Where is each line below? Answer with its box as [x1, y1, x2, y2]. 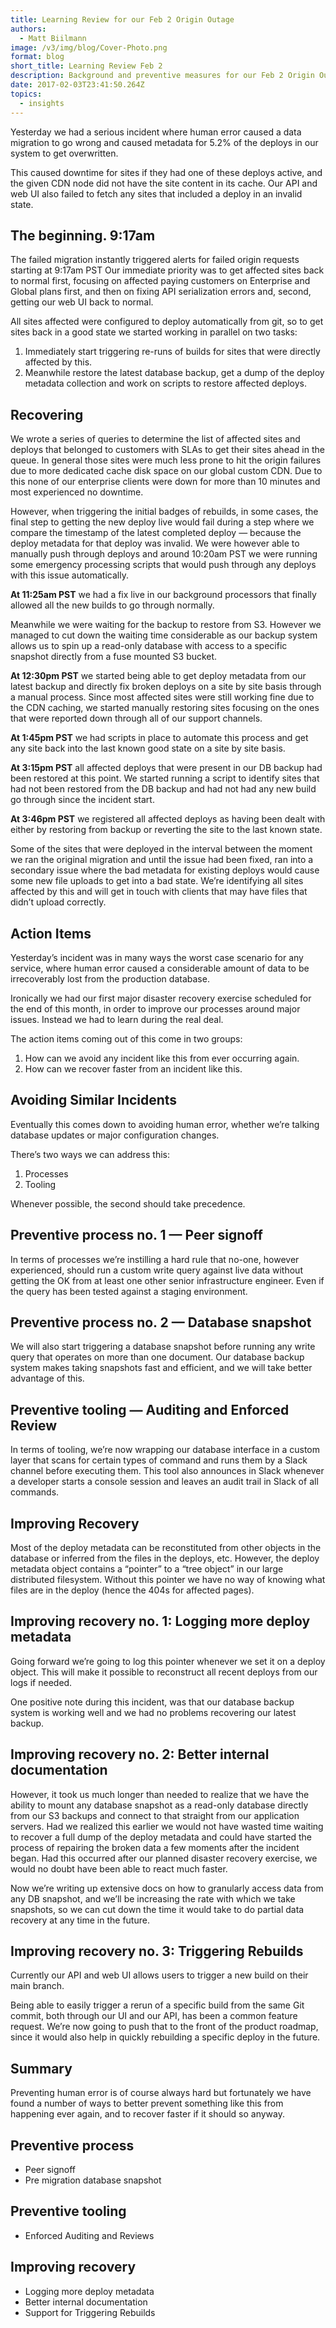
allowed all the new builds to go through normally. [10, 599, 215, 611]
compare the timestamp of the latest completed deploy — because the [10, 527, 302, 539]
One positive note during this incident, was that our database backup [10, 1696, 295, 1708]
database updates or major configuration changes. [10, 1129, 220, 1141]
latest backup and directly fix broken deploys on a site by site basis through [10, 681, 322, 693]
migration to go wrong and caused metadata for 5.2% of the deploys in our [10, 136, 319, 148]
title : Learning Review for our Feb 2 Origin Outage [10, 14, 235, 25]
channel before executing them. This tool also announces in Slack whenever [10, 1465, 325, 1477]
